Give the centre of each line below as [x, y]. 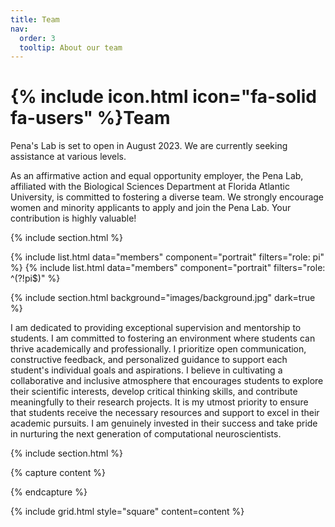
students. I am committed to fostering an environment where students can [163, 338]
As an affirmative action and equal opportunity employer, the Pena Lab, [157, 176]
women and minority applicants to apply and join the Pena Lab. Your [151, 208]
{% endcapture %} [49, 492]
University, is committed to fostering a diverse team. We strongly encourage [167, 197]
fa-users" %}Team [90, 118]
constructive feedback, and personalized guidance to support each [149, 360]
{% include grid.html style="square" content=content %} [127, 512]
